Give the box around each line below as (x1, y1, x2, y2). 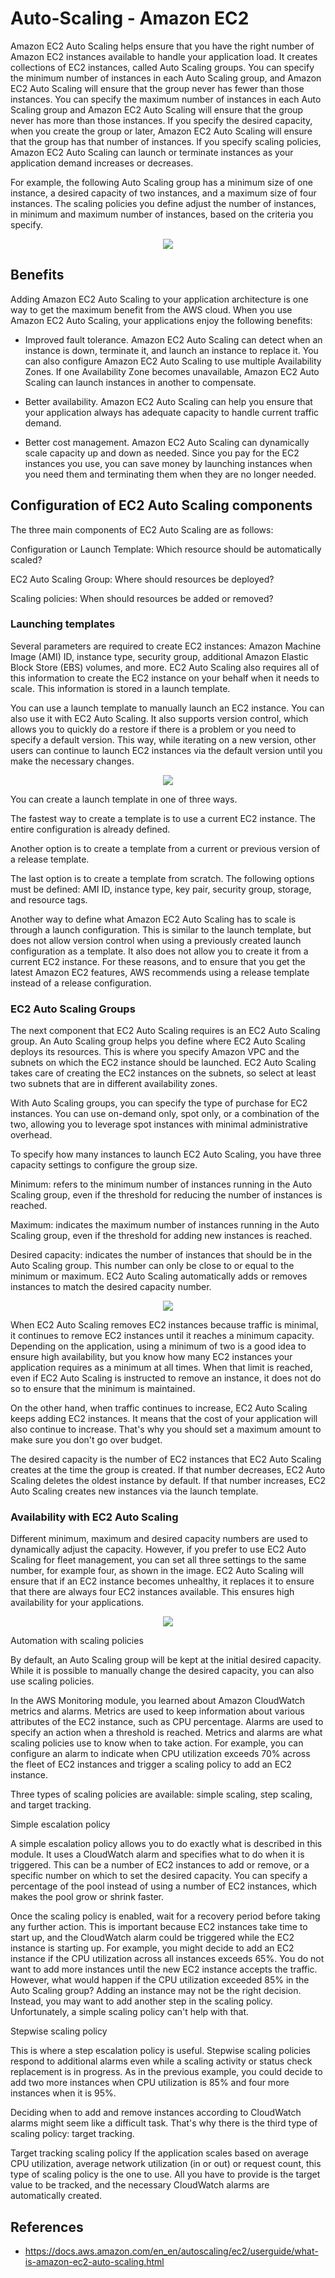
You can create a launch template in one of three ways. (10, 793, 238, 805)
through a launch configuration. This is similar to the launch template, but (10, 923, 312, 936)
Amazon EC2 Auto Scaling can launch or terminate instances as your (10, 146, 294, 158)
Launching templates (10, 617, 116, 631)
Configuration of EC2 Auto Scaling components (10, 497, 313, 514)
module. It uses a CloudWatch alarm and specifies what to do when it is (10, 1848, 305, 1861)
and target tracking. (10, 1799, 92, 1811)
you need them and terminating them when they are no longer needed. (24, 468, 317, 480)
